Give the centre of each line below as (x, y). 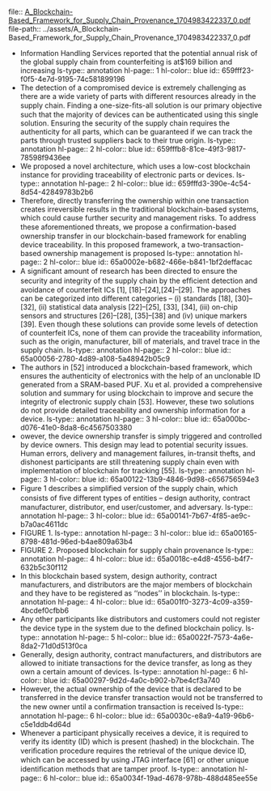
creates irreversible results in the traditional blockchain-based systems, (139, 209)
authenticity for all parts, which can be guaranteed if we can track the (136, 132)
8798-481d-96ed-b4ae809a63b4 (76, 541)
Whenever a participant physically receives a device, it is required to (134, 733)
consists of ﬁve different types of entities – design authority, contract (135, 498)
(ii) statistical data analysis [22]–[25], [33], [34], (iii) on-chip (138, 307)
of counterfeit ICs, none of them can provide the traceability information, (141, 333)
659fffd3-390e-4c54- (214, 183)
